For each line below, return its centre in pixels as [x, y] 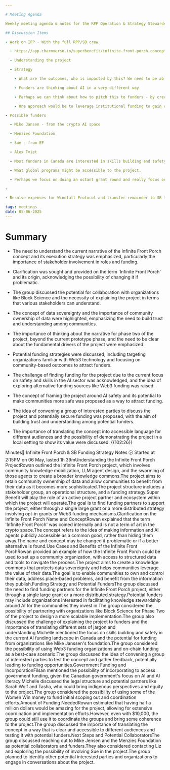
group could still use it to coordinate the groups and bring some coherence [83, 719]
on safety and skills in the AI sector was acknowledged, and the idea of [87, 380]
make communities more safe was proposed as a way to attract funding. [88, 401]
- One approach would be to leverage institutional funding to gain [88, 106]
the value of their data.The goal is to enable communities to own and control [85, 573]
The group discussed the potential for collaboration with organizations [86, 292]
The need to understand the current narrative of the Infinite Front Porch [87, 251]
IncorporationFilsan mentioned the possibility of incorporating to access [80, 670]
